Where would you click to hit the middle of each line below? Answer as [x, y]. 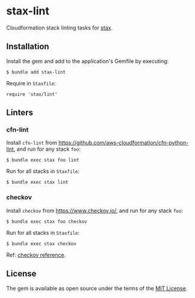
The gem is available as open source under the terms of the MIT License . [97, 288]
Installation [28, 47]
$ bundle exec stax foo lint [43, 160]
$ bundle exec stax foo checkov [47, 221]
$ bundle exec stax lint [37, 182]
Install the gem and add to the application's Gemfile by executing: [88, 61]
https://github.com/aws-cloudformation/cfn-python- [123, 143]
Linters [20, 113]
